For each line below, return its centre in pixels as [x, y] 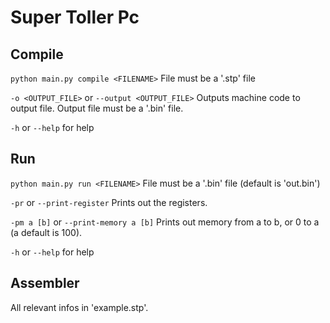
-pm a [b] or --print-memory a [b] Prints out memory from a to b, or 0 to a [165, 222]
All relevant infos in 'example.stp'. [79, 307]
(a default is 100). [46, 232]
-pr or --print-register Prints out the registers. [109, 202]
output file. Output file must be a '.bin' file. [97, 108]
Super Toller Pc [75, 17]
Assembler [45, 283]
